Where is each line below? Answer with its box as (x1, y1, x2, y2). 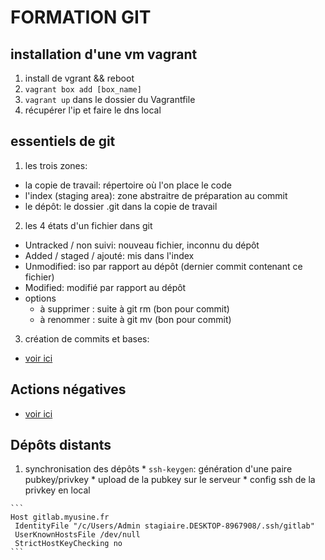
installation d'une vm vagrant (10, 46, 198, 63)
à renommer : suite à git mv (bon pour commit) (39, 313, 232, 325)
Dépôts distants (10, 437, 112, 454)
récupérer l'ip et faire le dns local (24, 104, 162, 116)
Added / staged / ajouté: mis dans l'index (24, 249, 195, 261)
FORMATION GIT (10, 6, 152, 29)
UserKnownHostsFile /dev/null (14, 530, 141, 540)
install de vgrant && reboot (24, 72, 135, 84)
